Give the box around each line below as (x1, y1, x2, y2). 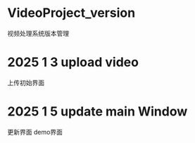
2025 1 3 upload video (7, 54, 139, 70)
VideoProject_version (7, 5, 136, 21)
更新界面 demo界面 (7, 128, 63, 136)
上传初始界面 (7, 78, 44, 87)
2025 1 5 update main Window (7, 104, 188, 120)
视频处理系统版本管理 (7, 29, 69, 37)
